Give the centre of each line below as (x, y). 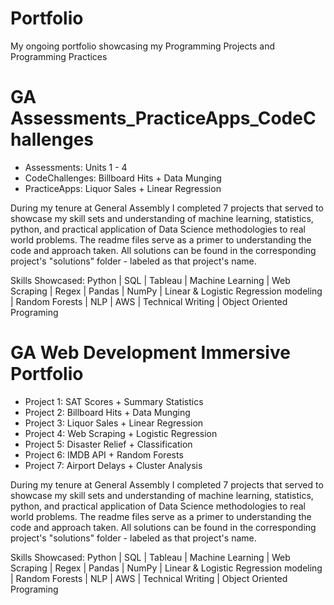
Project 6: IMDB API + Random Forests (104, 454)
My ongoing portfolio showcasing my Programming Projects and (142, 46)
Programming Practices (59, 56)
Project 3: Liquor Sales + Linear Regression (114, 423)
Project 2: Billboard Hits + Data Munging (107, 412)
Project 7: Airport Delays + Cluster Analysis (113, 465)
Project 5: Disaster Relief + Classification (108, 444)
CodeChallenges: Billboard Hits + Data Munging (123, 178)
